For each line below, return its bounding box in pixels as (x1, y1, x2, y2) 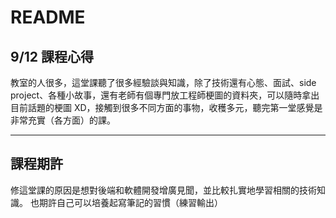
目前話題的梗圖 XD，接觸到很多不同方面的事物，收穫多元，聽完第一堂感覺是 (10, 102, 323, 113)
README (10, 6, 86, 29)
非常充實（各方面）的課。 (10, 114, 116, 126)
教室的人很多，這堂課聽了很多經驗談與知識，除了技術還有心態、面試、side (10, 77, 317, 88)
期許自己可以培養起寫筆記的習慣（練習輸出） (38, 196, 223, 208)
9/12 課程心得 (10, 48, 95, 65)
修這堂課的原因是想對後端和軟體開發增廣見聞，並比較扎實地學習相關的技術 (10, 184, 317, 196)
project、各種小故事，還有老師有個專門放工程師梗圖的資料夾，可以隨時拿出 (10, 89, 320, 101)
